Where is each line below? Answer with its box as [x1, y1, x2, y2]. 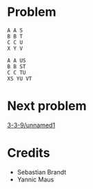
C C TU [7, 69, 26, 76]
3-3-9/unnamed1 [7, 121, 56, 129]
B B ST [7, 63, 26, 70]
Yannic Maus [17, 175, 54, 183]
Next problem [7, 98, 87, 114]
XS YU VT [7, 75, 32, 82]
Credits [7, 146, 50, 161]
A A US [7, 57, 26, 64]
